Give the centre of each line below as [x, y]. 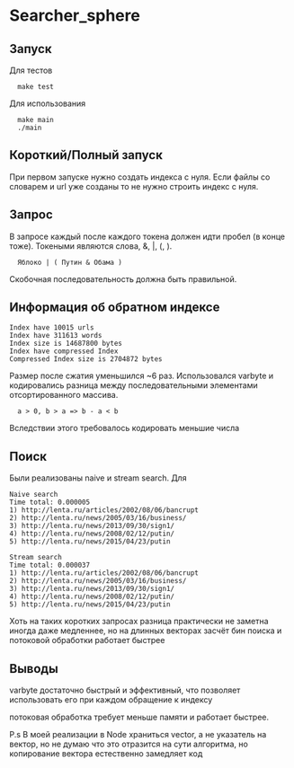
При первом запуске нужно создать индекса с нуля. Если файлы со [140, 177]
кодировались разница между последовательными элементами [134, 385]
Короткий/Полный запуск [86, 155]
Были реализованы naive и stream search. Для [98, 478]
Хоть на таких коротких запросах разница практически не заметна [139, 622]
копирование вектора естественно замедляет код [106, 754]
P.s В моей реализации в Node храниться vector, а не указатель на [138, 735]
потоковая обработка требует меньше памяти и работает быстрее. [139, 717]
